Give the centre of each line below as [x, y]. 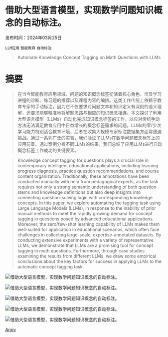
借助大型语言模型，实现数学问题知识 [80, 10]
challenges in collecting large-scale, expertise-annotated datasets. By [89, 235]
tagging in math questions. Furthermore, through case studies [81, 250]
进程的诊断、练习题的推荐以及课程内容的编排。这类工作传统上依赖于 [87, 100]
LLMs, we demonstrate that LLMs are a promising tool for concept [85, 245]
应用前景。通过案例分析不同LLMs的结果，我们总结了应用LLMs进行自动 [90, 144]
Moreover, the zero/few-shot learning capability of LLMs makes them [88, 224]
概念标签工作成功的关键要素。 [48, 150]
